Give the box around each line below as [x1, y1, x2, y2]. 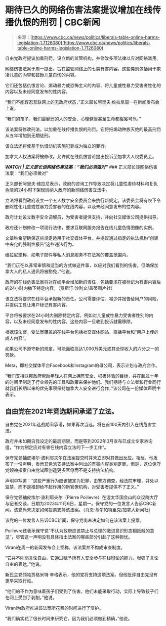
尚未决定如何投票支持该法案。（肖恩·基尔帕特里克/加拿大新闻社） [22, 506, 153, 512]
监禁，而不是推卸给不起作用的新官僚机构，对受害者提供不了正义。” [5, 484, 139, 490]
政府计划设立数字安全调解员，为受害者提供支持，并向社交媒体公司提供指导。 [5, 214, 161, 220]
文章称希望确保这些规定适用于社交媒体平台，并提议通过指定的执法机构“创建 [5, 235, 159, 241]
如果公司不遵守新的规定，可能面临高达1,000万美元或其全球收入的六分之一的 [5, 346, 159, 352]
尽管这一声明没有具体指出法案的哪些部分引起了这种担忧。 [15, 534, 133, 539]
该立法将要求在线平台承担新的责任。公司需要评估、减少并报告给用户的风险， [5, 295, 161, 302]
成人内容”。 [5, 335, 29, 341]
